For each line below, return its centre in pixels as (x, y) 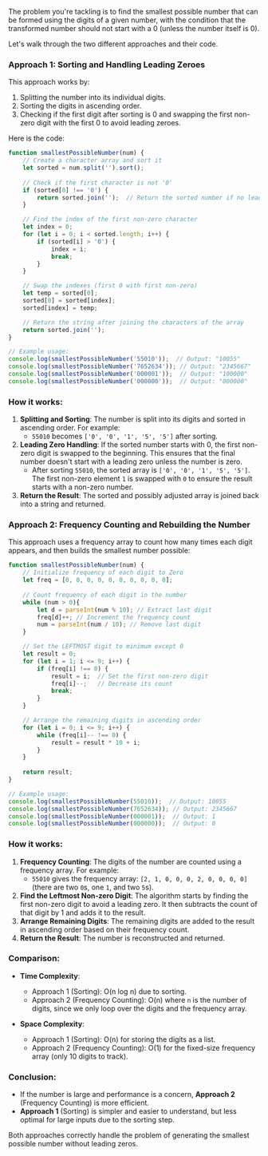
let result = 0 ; (50, 654)
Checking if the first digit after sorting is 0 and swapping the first (126, 114)
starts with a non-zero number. (83, 487)
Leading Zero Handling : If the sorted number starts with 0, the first (130, 445)
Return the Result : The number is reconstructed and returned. (122, 938)
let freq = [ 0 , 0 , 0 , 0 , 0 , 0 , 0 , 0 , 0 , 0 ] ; (98, 580)
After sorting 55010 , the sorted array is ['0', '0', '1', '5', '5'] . (141, 470)
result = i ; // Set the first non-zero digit (130, 676)
